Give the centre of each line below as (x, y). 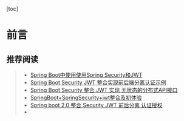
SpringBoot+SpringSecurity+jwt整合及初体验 (86, 97)
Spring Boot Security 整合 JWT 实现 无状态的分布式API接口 (104, 90)
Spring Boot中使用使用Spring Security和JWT (86, 75)
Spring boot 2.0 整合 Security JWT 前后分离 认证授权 (96, 105)
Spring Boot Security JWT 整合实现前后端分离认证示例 (98, 82)
